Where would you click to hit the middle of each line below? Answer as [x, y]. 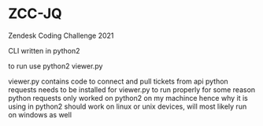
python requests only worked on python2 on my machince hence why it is [128, 98]
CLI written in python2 [44, 50]
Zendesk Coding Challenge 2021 [61, 35]
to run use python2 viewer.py [56, 66]
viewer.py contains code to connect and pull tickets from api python [118, 81]
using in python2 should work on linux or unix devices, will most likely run [128, 106]
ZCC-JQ [35, 14]
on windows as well [40, 114]
